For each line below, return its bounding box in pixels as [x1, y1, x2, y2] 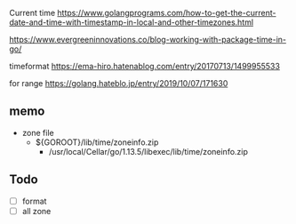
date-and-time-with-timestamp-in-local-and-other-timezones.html [9, 17, 254, 28]
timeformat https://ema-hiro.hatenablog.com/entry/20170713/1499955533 [9, 61, 280, 71]
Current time [9, 8, 56, 18]
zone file [21, 127, 55, 138]
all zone [21, 205, 52, 216]
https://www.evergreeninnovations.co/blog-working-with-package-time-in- [9, 35, 287, 44]
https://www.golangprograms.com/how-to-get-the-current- [57, 8, 276, 18]
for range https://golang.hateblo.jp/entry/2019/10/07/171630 [9, 78, 228, 88]
